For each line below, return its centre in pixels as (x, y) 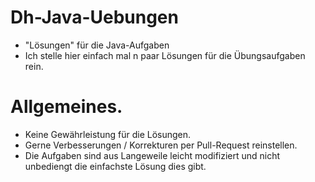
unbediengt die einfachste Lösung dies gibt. (115, 166)
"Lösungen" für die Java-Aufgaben (97, 45)
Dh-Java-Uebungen (94, 17)
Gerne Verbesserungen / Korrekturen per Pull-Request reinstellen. (161, 145)
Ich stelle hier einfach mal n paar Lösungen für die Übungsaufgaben (165, 55)
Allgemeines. (66, 107)
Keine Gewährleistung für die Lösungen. (108, 134)
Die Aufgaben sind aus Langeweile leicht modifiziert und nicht (152, 155)
